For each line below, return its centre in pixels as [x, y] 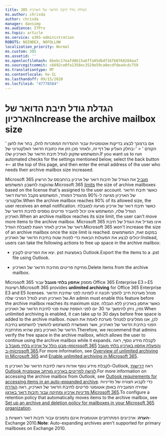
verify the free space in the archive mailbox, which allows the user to [75, 335]
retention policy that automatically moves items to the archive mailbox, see [81, 397]
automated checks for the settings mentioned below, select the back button [82, 159]
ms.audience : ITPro [25, 28]
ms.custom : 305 [21, 51]
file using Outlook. [31, 258]
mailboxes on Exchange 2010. [35, 428]
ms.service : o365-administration [40, 38]
